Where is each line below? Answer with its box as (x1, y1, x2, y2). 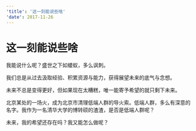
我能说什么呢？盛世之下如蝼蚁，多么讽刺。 (6, 62, 109, 69)
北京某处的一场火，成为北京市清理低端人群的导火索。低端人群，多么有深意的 (6, 99, 191, 106)
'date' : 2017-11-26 (6, 14, 54, 20)
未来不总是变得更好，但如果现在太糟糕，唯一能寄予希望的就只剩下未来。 (6, 86, 180, 94)
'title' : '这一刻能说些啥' (6, 8, 66, 15)
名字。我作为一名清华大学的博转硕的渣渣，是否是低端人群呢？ (6, 106, 155, 113)
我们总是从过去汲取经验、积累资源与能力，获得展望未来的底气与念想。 (6, 74, 176, 81)
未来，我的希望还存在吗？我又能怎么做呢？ (6, 119, 109, 126)
